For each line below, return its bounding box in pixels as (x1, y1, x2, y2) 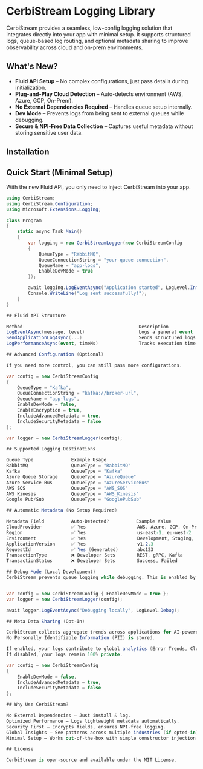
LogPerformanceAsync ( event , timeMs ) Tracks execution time (6, 340, 196, 347)
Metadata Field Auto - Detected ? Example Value (6, 518, 172, 524)
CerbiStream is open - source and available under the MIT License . (6, 757, 177, 763)
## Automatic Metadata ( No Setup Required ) (6, 507, 118, 513)
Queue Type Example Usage (6, 457, 107, 463)
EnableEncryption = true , (17, 407, 83, 413)
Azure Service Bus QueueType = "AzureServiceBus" (6, 479, 150, 486)
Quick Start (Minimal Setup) (6, 167, 113, 177)
